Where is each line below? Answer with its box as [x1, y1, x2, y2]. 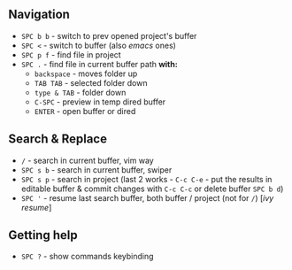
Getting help [8, 228, 78, 243]
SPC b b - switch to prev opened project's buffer [20, 30, 197, 41]
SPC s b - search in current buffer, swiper [20, 164, 173, 175]
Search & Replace [8, 132, 108, 147]
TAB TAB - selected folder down [34, 77, 148, 88]
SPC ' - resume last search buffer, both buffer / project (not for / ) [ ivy [20, 192, 274, 203]
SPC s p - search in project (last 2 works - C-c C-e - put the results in [20, 174, 273, 184]
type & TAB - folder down [34, 87, 127, 97]
